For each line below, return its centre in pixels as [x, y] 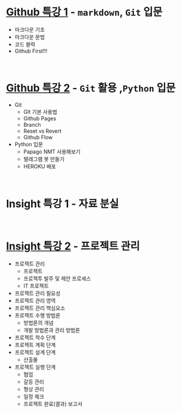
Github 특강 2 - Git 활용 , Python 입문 [91, 88]
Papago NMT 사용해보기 [52, 152]
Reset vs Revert [42, 131]
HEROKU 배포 [40, 166]
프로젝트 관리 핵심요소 [40, 308]
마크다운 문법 [30, 37]
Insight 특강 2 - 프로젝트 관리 [73, 246]
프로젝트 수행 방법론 [37, 315]
